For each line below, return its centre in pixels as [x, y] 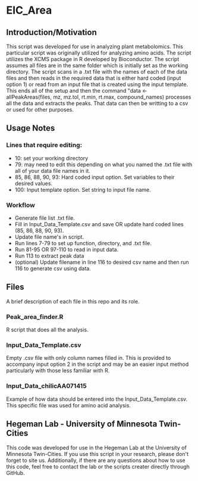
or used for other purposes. [40, 110]
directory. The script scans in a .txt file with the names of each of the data [97, 72]
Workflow [21, 205]
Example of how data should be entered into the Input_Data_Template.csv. [97, 399]
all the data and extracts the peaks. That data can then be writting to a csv [97, 103]
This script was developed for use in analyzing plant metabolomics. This [95, 46]
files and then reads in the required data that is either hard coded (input [94, 78]
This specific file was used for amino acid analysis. [68, 405]
